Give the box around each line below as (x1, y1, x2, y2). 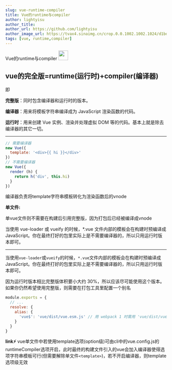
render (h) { (10, 169, 38, 174)
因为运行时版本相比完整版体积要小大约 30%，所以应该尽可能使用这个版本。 (5, 278, 165, 285)
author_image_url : (5, 31, 45, 36)
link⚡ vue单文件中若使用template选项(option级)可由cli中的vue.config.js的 (5, 338, 160, 344)
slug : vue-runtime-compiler (5, 7, 66, 13)
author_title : (5, 22, 36, 27)
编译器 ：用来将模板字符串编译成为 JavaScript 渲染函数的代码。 (5, 108, 138, 114)
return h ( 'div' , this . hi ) (14, 174, 70, 179)
